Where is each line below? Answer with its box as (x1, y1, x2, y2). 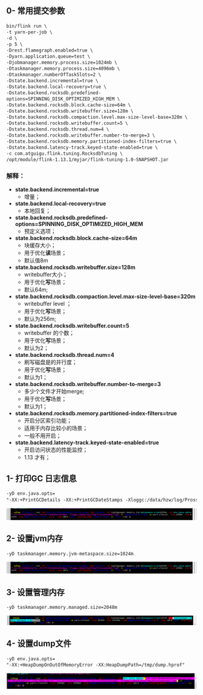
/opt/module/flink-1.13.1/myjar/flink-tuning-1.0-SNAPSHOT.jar (6, 157, 169, 163)
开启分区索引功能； (24, 417, 72, 424)
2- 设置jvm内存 (6, 534, 63, 544)
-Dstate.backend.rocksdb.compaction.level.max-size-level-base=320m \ (6, 114, 188, 120)
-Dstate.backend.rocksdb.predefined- (6, 90, 101, 96)
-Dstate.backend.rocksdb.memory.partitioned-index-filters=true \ (6, 138, 177, 144)
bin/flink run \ (6, 23, 47, 29)
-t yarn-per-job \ (6, 29, 53, 35)
